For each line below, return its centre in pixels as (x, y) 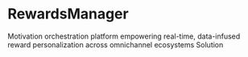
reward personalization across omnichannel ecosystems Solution (116, 44)
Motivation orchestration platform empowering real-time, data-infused (124, 36)
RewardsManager (68, 14)
